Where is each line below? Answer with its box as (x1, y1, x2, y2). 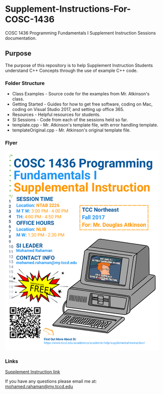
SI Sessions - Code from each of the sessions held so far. (12, 117, 128, 123)
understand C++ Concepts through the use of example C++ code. (5, 67, 138, 73)
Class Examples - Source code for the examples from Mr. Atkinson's (12, 91, 150, 97)
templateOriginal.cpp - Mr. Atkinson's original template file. (12, 127, 131, 133)
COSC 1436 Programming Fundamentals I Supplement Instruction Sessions (5, 30, 156, 36)
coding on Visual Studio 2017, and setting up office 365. (12, 107, 124, 112)
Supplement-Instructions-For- (5, 3, 131, 15)
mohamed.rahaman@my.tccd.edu (5, 384, 73, 390)
